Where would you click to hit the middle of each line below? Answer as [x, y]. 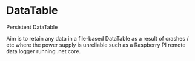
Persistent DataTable [32, 27]
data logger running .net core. [44, 51]
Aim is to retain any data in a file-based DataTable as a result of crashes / [97, 38]
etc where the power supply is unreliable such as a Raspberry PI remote [96, 45]
